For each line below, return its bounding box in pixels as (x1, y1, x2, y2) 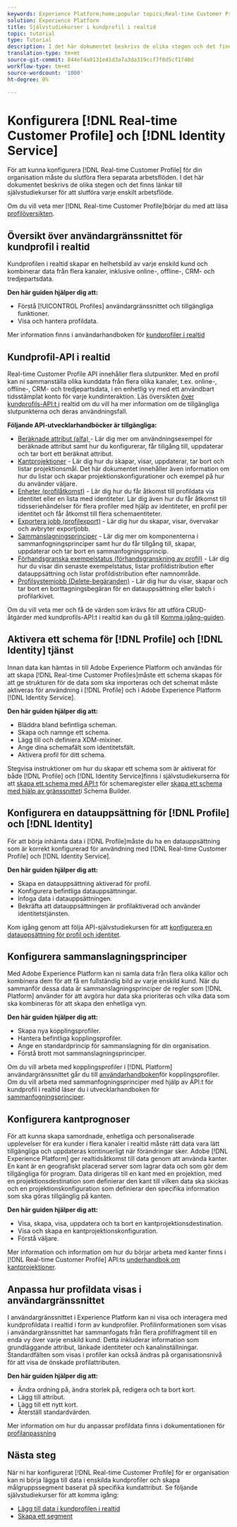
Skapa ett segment (17, 1511, 73, 1520)
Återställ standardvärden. (17, 1408, 92, 1416)
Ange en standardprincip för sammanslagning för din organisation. (17, 1042, 211, 1050)
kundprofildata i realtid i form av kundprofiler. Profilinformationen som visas (7, 1320, 227, 1329)
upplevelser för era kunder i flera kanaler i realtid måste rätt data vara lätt (7, 1140, 220, 1148)
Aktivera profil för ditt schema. (17, 750, 107, 759)
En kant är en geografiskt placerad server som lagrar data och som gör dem (7, 1162, 228, 1171)
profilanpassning (7, 1429, 56, 1437)
